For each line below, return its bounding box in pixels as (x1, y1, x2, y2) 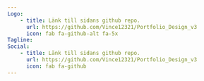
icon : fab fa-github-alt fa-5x (25, 30, 119, 37)
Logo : (7, 10, 23, 18)
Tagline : (7, 37, 33, 44)
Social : (7, 43, 30, 50)
